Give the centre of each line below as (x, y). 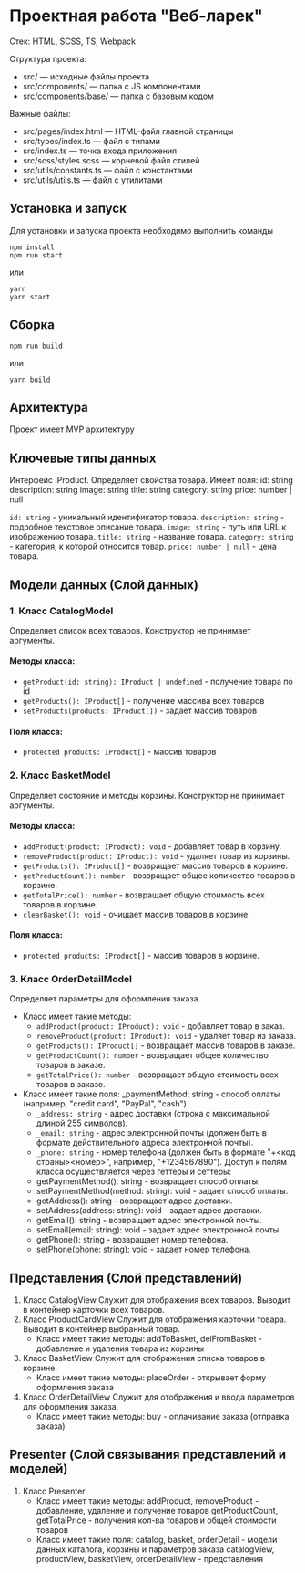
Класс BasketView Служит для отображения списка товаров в (144, 1358)
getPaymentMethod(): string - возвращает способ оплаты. (148, 1181)
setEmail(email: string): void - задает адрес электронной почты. (159, 1230)
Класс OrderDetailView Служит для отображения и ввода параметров (158, 1397)
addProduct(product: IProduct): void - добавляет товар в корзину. (152, 846)
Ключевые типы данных (83, 458)
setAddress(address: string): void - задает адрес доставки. (149, 1211)
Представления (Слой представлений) (126, 1278)
